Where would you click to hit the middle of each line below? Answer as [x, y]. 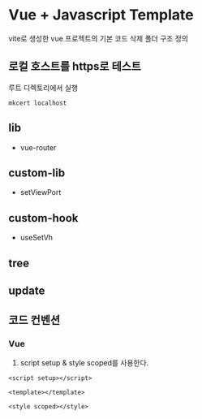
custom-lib [37, 173]
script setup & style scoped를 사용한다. [84, 362]
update [27, 290]
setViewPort [41, 192]
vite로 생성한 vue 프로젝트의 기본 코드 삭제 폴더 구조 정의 [99, 38]
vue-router [38, 147]
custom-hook [43, 218]
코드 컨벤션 [34, 320]
